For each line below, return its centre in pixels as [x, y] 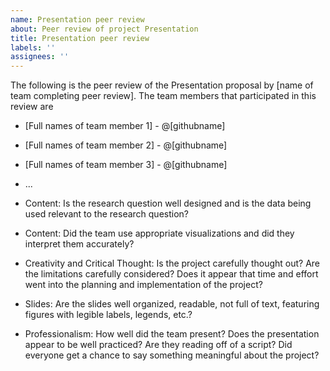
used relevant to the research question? [106, 214]
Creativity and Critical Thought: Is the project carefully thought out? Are [172, 263]
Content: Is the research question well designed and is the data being [168, 203]
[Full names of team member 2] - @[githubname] [126, 145]
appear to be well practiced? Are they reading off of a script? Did [158, 345]
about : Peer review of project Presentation [104, 29]
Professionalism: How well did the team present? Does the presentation [172, 334]
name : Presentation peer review [77, 19]
